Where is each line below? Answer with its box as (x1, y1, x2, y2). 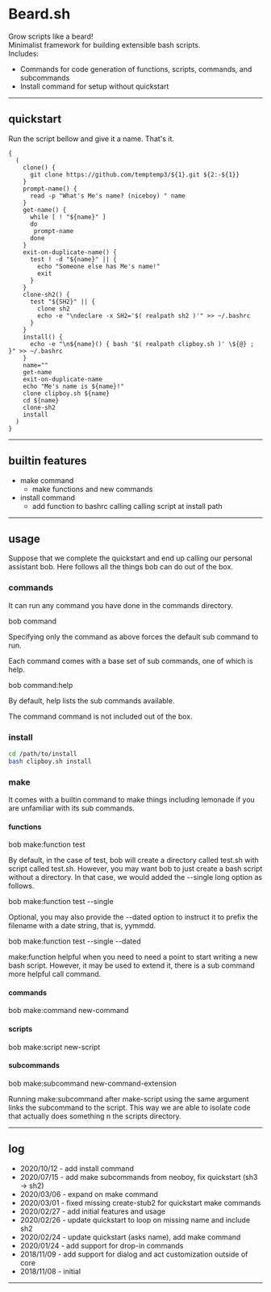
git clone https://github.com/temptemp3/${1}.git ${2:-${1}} (29, 170, 240, 178)
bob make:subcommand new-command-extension (8, 1078, 177, 1088)
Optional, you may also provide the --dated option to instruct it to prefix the (8, 912, 258, 922)
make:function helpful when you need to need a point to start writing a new (8, 952, 258, 962)
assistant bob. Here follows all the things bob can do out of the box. (8, 562, 234, 572)
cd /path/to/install (8, 749, 78, 758)
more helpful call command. (8, 969, 102, 979)
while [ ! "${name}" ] (29, 213, 106, 221)
